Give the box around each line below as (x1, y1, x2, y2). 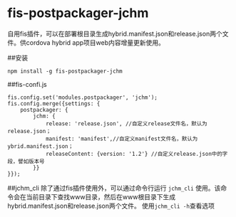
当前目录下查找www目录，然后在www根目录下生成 (26, 192, 176, 201)
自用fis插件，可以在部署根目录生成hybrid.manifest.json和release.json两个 (7, 29, 222, 38)
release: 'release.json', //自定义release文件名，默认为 (45, 120, 208, 127)
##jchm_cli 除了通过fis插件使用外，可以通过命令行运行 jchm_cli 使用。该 (7, 184, 221, 192)
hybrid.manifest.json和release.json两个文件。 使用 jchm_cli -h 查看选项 (7, 201, 215, 210)
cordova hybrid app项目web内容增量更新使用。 (26, 38, 165, 47)
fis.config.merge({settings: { (7, 100, 101, 107)
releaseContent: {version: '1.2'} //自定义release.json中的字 (45, 150, 228, 157)
